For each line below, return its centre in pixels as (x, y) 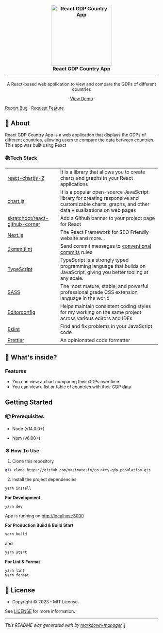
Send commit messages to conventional (106, 246)
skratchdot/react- (28, 218)
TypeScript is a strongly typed (95, 260)
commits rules (76, 252)
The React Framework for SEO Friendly (105, 232)
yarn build (16, 534)
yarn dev (14, 507)
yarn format (17, 575)
